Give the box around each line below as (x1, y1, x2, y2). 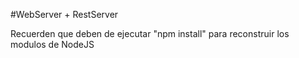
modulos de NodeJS (10, 39, 95, 50)
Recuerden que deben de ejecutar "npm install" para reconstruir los (10, 28, 290, 39)
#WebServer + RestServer (10, 9, 119, 20)
